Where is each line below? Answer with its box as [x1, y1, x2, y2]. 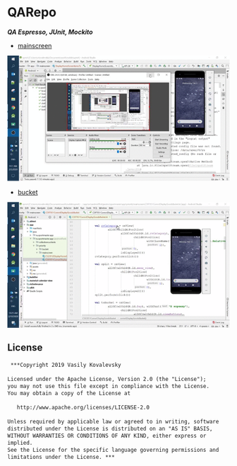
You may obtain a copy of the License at [7, 390, 131, 397]
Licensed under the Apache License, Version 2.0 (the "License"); [7, 375, 207, 382]
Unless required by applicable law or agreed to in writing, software [7, 418, 219, 425]
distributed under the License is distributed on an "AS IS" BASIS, [7, 425, 213, 432]
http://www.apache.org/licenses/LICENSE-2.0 [16, 404, 150, 411]
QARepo [7, 4, 57, 21]
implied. [7, 439, 33, 446]
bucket [17, 188, 38, 197]
